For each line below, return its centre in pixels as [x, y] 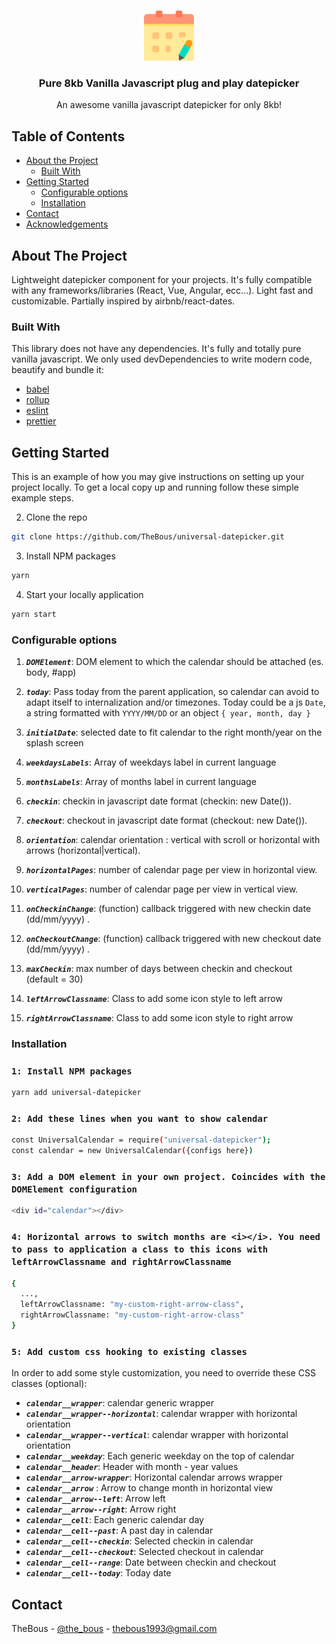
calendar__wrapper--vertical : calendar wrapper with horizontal [157, 1435]
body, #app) [51, 672]
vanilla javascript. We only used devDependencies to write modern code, [162, 359]
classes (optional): [49, 1384]
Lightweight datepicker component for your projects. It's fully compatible [162, 279]
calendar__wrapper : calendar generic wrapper [120, 1403]
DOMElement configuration [74, 1189]
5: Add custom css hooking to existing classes [129, 1351]
